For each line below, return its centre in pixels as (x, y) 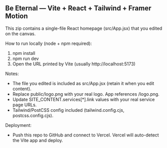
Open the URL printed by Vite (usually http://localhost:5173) (74, 64)
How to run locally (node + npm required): (48, 43)
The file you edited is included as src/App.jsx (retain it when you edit (83, 83)
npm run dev (26, 58)
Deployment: (18, 125)
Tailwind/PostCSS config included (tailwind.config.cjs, (68, 110)
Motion (17, 16)
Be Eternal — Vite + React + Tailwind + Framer (78, 8)
